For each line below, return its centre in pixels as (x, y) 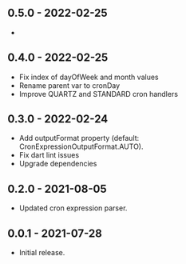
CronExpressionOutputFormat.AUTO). (81, 146)
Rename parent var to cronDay (69, 85)
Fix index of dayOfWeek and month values (89, 77)
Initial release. (42, 253)
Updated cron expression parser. (73, 208)
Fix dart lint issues (49, 155)
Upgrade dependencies (58, 164)
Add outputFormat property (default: (79, 138)
